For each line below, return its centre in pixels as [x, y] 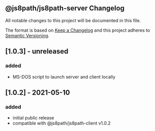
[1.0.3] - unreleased [37, 52]
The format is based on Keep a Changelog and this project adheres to [78, 30]
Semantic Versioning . [27, 35]
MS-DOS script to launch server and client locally [64, 77]
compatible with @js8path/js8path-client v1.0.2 [62, 123]
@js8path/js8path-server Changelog [65, 8]
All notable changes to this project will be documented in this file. [73, 20]
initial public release [33, 118]
